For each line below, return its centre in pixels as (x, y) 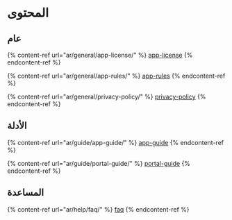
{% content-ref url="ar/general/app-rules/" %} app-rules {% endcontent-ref (116, 76)
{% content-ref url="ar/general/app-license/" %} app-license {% (100, 55)
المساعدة (26, 193)
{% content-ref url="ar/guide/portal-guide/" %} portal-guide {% (99, 163)
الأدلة (17, 126)
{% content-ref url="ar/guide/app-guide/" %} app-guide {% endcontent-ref (116, 142)
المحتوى (28, 13)
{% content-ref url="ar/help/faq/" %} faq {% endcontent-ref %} (98, 209)
